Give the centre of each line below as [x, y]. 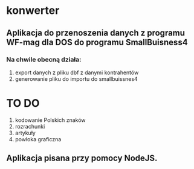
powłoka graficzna [38, 139]
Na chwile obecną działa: [44, 59]
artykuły [25, 133]
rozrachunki [30, 126]
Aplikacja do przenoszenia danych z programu [96, 33]
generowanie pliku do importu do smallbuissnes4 [76, 78]
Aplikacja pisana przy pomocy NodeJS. [82, 158]
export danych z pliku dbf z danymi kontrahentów [77, 72]
